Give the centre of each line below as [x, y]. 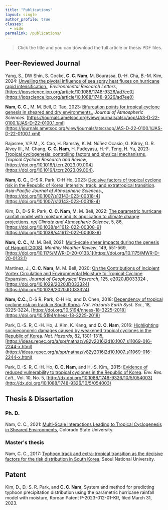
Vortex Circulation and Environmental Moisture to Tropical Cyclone [74, 273]
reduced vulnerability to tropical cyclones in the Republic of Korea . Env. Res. [84, 372]
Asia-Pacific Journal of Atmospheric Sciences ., [54, 190]
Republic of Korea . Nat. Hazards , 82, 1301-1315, [54, 336]
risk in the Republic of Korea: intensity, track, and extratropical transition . [80, 185]
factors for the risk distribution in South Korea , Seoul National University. [80, 459]
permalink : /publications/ [33, 33]
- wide [17, 29]
